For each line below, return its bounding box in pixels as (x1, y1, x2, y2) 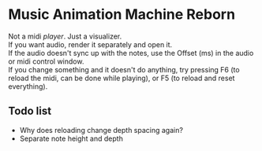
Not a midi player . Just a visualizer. (8, 31, 122, 41)
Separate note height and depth (19, 134, 124, 143)
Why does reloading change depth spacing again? (19, 125, 184, 134)
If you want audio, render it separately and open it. (8, 39, 173, 49)
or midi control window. (8, 57, 84, 66)
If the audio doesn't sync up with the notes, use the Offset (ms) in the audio (8, 48, 254, 57)
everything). (8, 81, 48, 91)
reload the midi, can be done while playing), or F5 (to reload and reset (8, 73, 235, 83)
